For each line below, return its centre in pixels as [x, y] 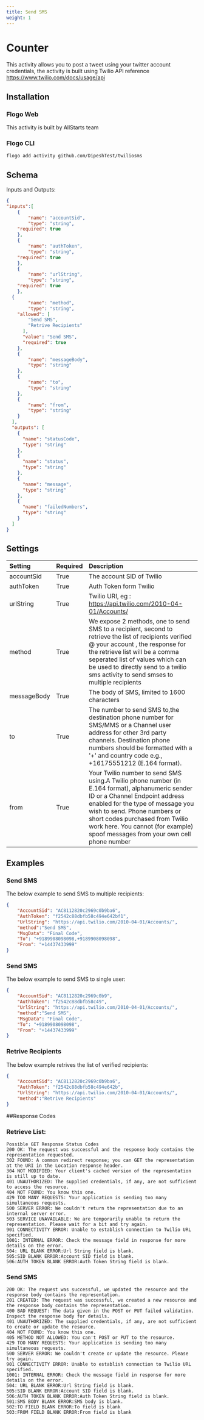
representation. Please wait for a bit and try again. [77, 1225]
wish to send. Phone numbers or [135, 811]
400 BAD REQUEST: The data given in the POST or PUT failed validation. [100, 1311]
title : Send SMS [27, 12]
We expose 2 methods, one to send [139, 621]
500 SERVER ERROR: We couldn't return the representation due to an [95, 1208]
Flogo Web [22, 114]
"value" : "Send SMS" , [50, 337]
